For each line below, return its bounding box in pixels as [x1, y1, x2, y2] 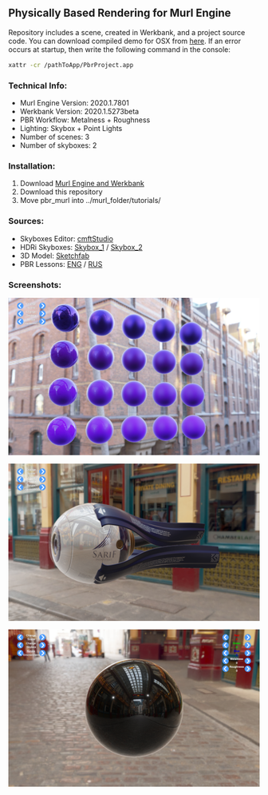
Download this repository [19, 187, 103, 197]
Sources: [8, 216, 45, 227]
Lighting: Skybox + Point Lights [19, 123, 123, 133]
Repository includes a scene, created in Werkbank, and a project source [8, 27, 246, 37]
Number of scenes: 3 [19, 132, 90, 141]
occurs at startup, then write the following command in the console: [8, 44, 231, 54]
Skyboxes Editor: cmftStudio [19, 233, 114, 243]
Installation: [8, 160, 56, 171]
